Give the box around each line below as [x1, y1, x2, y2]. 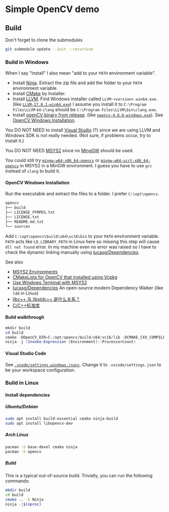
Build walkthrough [5, 314, 44, 321]
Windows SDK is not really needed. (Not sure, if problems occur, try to [5, 133, 151, 139]
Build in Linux [5, 379, 39, 387]
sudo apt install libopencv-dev [5, 421, 73, 426]
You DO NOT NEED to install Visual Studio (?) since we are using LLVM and [5, 127, 160, 133]
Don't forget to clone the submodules [5, 37, 83, 43]
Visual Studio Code [5, 350, 46, 356]
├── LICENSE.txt [5, 215, 39, 220]
